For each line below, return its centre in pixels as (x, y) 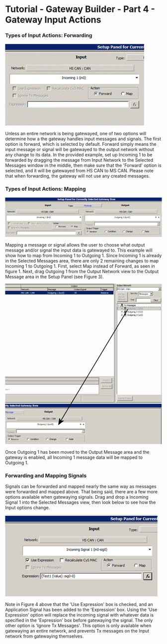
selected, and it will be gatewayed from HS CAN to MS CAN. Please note (80, 171)
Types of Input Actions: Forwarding (49, 35)
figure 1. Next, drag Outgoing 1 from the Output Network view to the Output (82, 271)
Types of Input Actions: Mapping (45, 189)
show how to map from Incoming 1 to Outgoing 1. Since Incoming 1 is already (83, 255)
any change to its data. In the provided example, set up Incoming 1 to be (79, 155)
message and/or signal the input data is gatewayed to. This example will (79, 250)
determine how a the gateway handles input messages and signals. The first (83, 139)
